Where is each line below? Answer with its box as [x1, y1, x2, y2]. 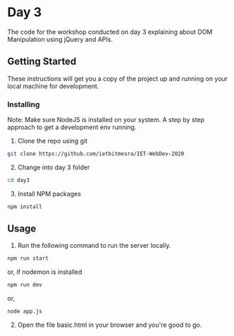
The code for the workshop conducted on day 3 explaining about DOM [7, 28, 213, 36]
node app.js [7, 308, 42, 315]
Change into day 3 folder [17, 163, 90, 172]
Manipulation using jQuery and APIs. [7, 35, 113, 43]
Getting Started [7, 56, 77, 68]
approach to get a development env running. [7, 123, 137, 131]
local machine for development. [7, 82, 99, 90]
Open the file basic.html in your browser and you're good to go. [17, 320, 202, 329]
